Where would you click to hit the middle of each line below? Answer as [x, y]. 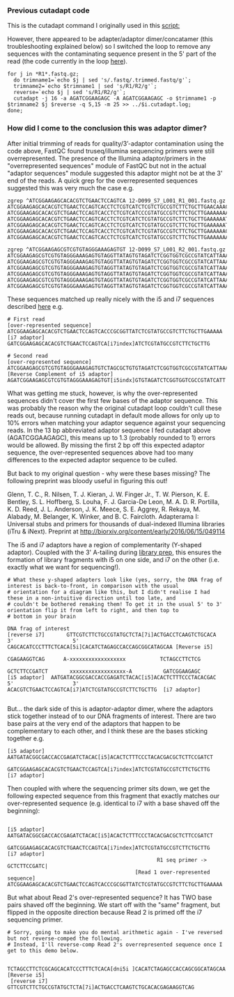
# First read [26, 319]
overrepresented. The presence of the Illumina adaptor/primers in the [107, 158]
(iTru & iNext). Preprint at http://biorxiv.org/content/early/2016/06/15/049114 [116, 531]
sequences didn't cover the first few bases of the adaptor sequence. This [112, 400]
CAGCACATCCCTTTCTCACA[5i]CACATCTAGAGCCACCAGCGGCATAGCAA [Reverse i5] [110, 647]
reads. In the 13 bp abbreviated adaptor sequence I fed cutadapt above [109, 430]
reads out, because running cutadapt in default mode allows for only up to [114, 415]
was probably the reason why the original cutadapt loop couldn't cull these [115, 408]
